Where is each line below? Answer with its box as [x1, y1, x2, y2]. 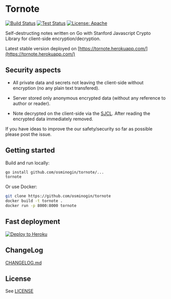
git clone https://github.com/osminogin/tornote [5, 194, 111, 199]
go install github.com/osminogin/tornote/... [5, 170, 104, 175]
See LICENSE [5, 288, 34, 294]
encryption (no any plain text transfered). [12, 85, 100, 91]
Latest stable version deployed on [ [5, 45, 80, 51]
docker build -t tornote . [5, 198, 63, 203]
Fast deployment [5, 217, 60, 226]
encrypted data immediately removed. [12, 116, 93, 122]
